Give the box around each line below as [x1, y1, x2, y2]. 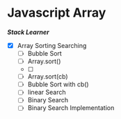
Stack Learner [7, 28, 50, 36]
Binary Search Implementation [27, 104, 115, 112]
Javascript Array [7, 5, 106, 21]
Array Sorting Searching [17, 41, 87, 49]
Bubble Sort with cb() [27, 80, 89, 88]
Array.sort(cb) [27, 72, 68, 81]
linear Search [27, 88, 66, 97]
